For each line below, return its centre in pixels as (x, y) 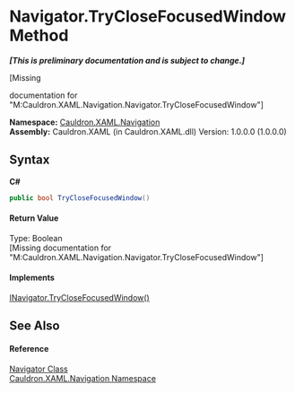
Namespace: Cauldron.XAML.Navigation (85, 122)
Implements (32, 278)
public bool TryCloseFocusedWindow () (80, 198)
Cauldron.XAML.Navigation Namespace (83, 378)
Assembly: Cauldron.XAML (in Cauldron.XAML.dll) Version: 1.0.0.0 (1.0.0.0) (148, 131)
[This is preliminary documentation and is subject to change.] (127, 60)
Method (39, 35)
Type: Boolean (36, 238)
